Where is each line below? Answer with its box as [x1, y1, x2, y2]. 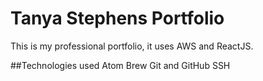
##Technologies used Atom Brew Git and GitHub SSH [10, 59, 231, 71]
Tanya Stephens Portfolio [10, 7, 225, 30]
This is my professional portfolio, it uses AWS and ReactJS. [10, 40, 254, 52]
